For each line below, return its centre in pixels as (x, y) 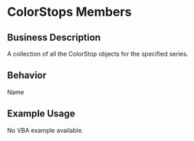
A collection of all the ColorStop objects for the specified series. (98, 54)
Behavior (27, 75)
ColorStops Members (69, 12)
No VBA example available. (45, 130)
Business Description (54, 37)
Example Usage (41, 114)
